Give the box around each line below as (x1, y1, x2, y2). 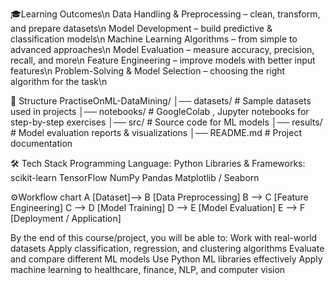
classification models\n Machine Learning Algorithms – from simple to (10, 33, 298, 45)
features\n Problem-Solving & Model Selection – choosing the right (10, 65, 286, 77)
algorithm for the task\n (10, 76, 108, 87)
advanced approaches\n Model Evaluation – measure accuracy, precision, (10, 44, 315, 55)
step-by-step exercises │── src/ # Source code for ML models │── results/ (10, 116, 323, 128)
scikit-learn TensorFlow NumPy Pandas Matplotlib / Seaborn (10, 172, 260, 183)
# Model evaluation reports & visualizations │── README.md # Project (10, 127, 302, 138)
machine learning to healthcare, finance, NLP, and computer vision (10, 264, 286, 275)
